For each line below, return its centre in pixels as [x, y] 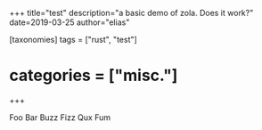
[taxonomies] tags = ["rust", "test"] [74, 40]
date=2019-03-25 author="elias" [70, 22]
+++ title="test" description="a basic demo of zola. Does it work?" [131, 13]
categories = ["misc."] [94, 76]
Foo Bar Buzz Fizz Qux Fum [60, 117]
